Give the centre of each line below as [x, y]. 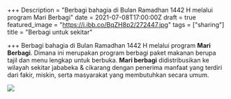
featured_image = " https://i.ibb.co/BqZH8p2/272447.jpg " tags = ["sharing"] [116, 25]
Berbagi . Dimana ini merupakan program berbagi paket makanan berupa [112, 53]
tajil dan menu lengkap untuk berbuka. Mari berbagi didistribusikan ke [108, 60]
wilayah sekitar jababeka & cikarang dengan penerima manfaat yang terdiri [115, 67]
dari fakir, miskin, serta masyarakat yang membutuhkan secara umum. [108, 75]
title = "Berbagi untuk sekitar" [50, 32]
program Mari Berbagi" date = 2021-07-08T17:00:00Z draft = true [102, 17]
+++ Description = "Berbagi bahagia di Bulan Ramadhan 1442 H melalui [110, 10]
